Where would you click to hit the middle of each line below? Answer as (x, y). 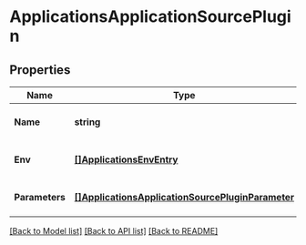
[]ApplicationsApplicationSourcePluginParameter (184, 197)
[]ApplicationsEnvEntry (126, 159)
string (87, 122)
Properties (40, 70)
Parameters (40, 197)
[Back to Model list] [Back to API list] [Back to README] (114, 231)
